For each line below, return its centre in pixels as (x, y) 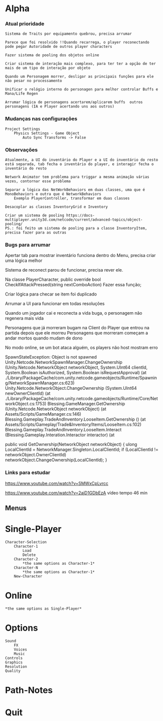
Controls (14, 658)
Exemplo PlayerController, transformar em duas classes (72, 198)
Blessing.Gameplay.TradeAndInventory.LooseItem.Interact (63, 430)
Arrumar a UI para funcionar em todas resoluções (55, 304)
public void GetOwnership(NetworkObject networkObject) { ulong (71, 445)
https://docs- (81, 215)
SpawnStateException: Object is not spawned (51, 357)
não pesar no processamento (34, 81)
